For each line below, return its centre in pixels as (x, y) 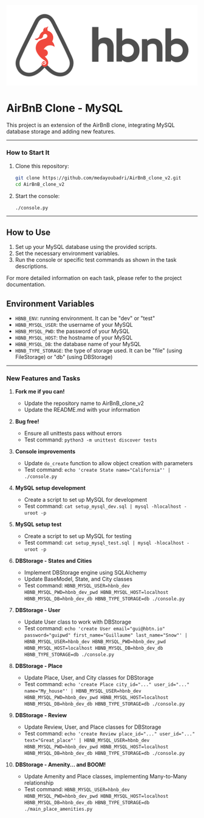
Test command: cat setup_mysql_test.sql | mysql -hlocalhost (104, 543)
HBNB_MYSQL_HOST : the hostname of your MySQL (74, 338)
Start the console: (37, 196)
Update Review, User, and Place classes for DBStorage (93, 727)
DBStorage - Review (41, 715)
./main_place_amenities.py (58, 809)
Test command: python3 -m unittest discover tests (90, 440)
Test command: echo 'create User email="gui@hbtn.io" (95, 629)
